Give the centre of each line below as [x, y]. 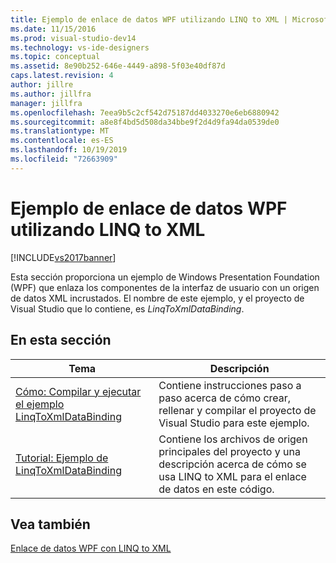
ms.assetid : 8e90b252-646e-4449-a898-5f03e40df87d [118, 66]
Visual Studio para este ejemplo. [234, 423]
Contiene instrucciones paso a [230, 385]
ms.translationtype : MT [60, 131]
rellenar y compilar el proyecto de [237, 410]
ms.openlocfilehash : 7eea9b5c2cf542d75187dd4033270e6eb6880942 [145, 112]
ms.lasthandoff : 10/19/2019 [69, 150]
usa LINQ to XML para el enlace [232, 476]
